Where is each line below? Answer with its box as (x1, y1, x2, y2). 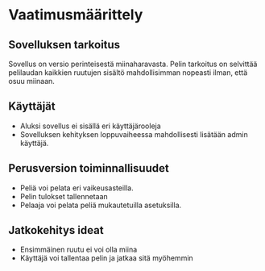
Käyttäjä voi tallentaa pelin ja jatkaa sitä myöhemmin (19, 253, 193, 263)
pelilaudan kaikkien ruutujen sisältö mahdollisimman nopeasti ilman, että (8, 68, 248, 77)
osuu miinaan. (8, 77, 55, 85)
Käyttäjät (8, 99, 56, 114)
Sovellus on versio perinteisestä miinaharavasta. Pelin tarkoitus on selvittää (8, 59, 258, 69)
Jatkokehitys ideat (8, 223, 104, 237)
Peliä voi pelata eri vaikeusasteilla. (19, 183, 135, 193)
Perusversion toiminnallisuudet (8, 161, 169, 175)
